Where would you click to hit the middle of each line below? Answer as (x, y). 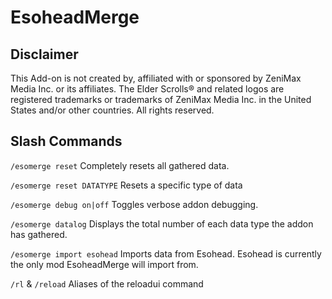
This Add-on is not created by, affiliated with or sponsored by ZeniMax (156, 78)
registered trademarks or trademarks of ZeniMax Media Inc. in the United (161, 99)
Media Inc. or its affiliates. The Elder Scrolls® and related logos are (147, 89)
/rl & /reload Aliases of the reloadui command (107, 283)
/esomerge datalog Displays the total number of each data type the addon (162, 223)
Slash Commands (66, 141)
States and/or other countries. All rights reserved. (112, 110)
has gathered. (39, 234)
